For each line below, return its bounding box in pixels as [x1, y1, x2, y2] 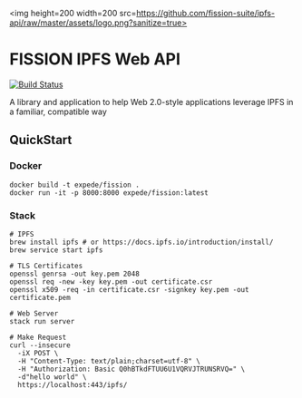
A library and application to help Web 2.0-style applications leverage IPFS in [9, 96, 294, 107]
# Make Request [9, 333, 67, 342]
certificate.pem [9, 293, 71, 302]
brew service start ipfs [9, 245, 103, 255]
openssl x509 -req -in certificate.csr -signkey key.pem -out [9, 285, 249, 294]
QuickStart [9, 132, 73, 148]
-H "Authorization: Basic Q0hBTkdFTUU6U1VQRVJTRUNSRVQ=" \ [17, 364, 246, 374]
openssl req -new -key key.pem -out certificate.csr [9, 277, 213, 286]
